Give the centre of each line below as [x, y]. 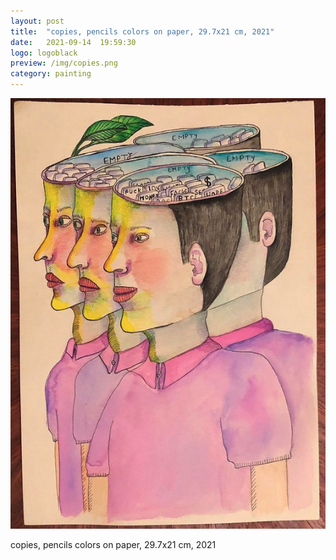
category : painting [51, 74]
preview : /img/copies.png [64, 63]
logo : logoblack [44, 53]
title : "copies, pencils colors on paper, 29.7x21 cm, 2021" [142, 31]
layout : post [37, 21]
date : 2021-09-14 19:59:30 [73, 42]
